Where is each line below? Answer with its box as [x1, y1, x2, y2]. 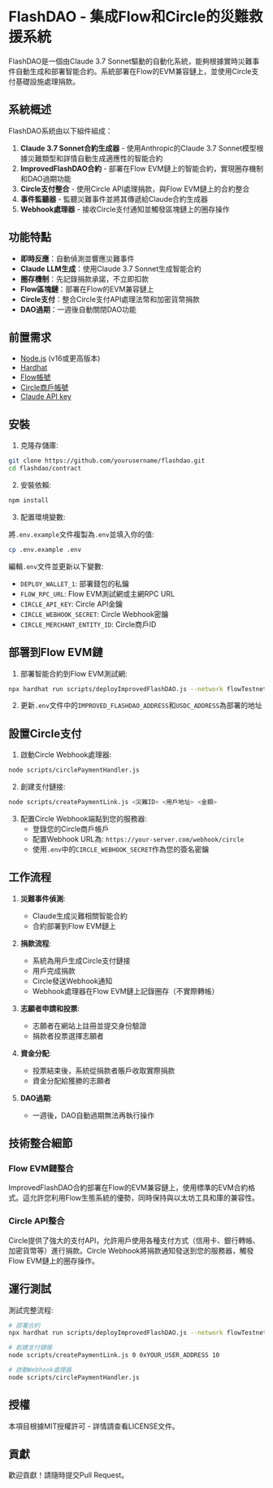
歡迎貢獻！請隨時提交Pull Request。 [8, 1470, 128, 1480]
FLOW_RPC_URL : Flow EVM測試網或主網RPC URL [19, 589, 175, 598]
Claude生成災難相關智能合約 [32, 911, 128, 921]
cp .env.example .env [8, 545, 82, 554]
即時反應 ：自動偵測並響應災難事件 [19, 253, 135, 263]
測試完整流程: [8, 1305, 54, 1315]
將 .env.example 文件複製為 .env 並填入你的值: [8, 529, 154, 539]
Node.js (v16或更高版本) [19, 353, 101, 363]
